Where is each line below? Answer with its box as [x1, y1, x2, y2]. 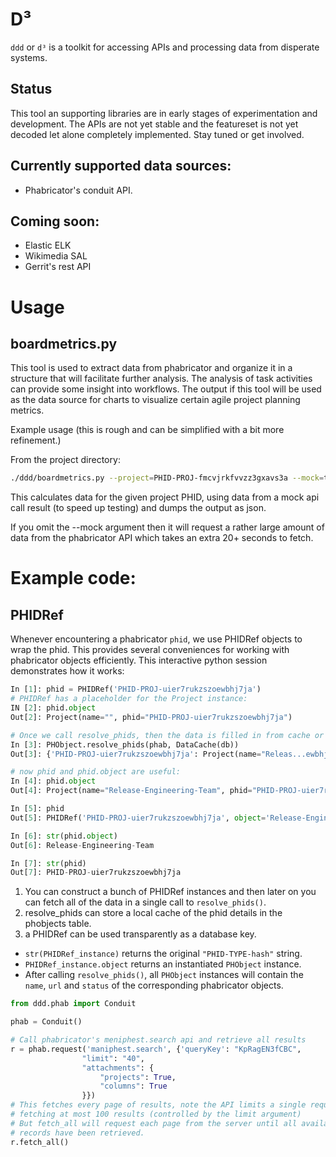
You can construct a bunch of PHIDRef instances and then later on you [24, 886, 317, 898]
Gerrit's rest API [24, 261, 92, 273]
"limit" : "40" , [81, 1053, 145, 1063]
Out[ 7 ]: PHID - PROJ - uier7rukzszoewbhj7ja [10, 868, 182, 878]
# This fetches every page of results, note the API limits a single [10, 1100, 307, 1110]
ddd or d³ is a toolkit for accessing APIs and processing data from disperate [10, 41, 320, 53]
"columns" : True [99, 1081, 168, 1092]
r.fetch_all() [10, 1137, 70, 1147]
